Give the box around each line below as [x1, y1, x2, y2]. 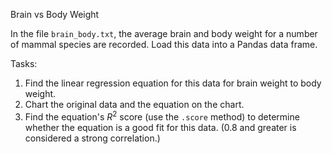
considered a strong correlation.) [24, 132, 161, 144]
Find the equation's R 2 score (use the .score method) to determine [24, 109, 300, 123]
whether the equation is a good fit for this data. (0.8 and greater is [24, 121, 297, 133]
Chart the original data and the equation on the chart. [24, 99, 245, 110]
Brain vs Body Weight [10, 9, 100, 20]
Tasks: [10, 58, 38, 69]
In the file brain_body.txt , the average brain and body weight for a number [10, 28, 318, 39]
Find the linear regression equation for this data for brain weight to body [24, 77, 322, 89]
